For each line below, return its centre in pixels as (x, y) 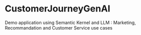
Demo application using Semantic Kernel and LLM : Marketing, (70, 22)
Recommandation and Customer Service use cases (59, 27)
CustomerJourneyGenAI (57, 9)
